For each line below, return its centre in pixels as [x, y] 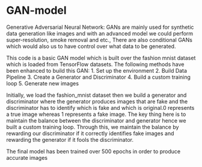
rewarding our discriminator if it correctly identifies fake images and [90, 133]
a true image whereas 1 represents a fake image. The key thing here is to [96, 114]
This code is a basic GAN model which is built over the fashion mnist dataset [101, 58]
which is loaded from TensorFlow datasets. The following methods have [95, 64]
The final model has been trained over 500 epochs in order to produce [93, 151]
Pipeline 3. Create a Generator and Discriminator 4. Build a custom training [99, 77]
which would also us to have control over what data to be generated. [91, 46]
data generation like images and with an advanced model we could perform [100, 33]
